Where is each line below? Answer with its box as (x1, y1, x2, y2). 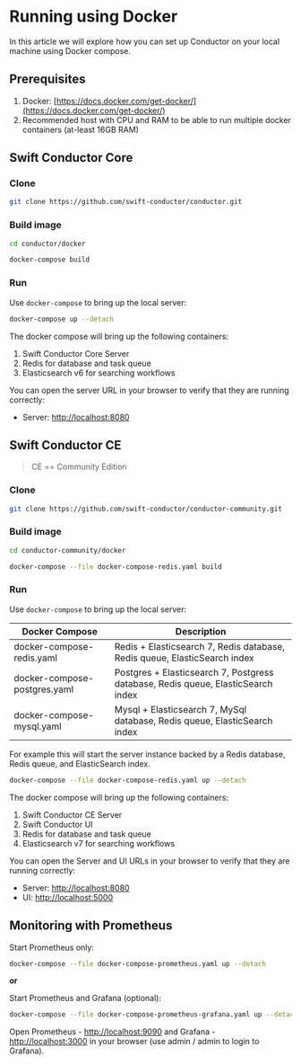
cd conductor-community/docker (9, 545, 126, 554)
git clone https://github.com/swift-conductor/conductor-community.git (9, 504, 282, 513)
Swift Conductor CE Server (21, 809, 123, 820)
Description (175, 625, 227, 637)
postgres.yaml (13, 683, 74, 696)
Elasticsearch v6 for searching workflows (21, 367, 176, 378)
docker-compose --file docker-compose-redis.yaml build (9, 562, 222, 572)
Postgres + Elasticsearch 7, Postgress (114, 666, 274, 678)
